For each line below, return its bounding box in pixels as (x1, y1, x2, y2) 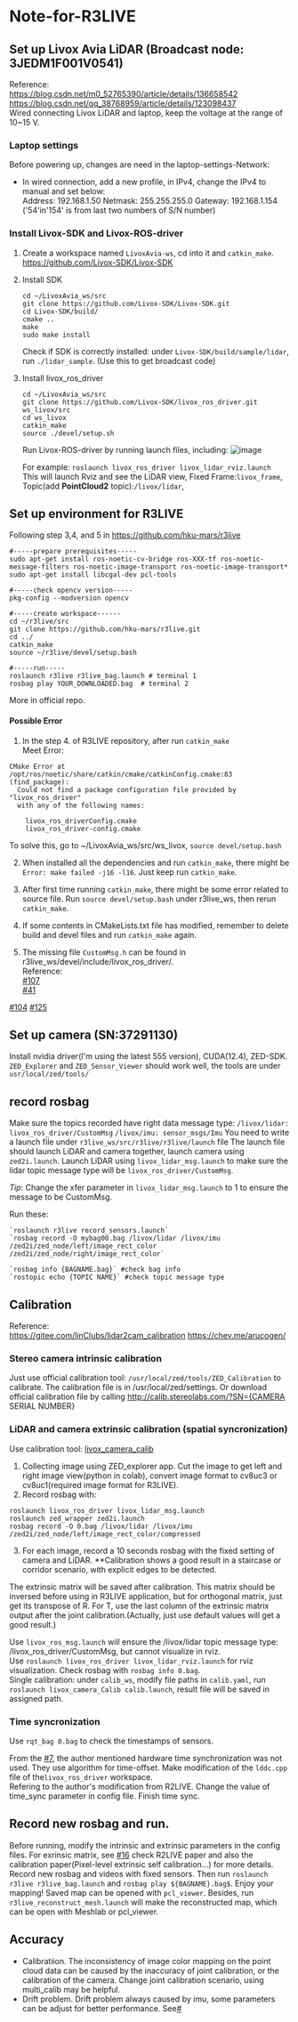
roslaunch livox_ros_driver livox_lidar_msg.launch (9, 1506, 205, 1515)
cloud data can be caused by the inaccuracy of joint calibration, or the (21, 1965, 280, 1976)
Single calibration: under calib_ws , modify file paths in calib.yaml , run (9, 1674, 266, 1685)
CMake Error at (9, 762, 66, 771)
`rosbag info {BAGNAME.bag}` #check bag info (9, 1266, 181, 1274)
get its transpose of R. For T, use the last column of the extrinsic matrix (9, 1600, 270, 1611)
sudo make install (21, 330, 91, 339)
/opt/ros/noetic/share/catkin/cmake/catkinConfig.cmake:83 (9, 770, 233, 779)
